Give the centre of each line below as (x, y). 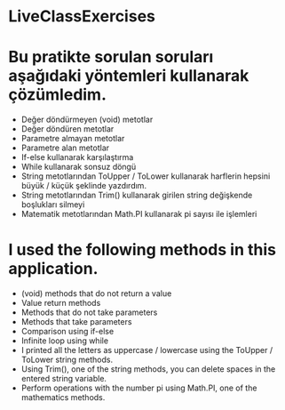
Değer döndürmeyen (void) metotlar (87, 120)
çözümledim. (58, 95)
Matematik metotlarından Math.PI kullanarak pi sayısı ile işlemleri (139, 214)
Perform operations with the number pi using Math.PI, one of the (139, 388)
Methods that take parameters (76, 322)
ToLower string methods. (67, 360)
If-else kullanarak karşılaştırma (77, 157)
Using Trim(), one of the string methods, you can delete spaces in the (148, 369)
